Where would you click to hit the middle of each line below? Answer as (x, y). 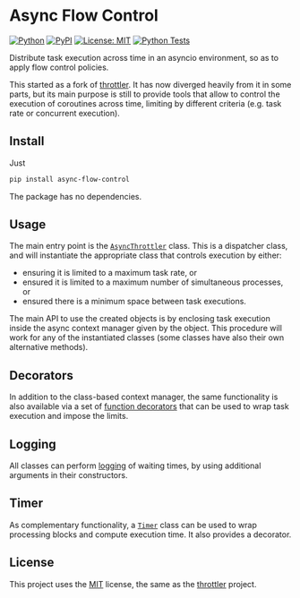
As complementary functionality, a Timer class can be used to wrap (133, 525)
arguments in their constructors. (69, 475)
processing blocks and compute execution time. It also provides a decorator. (150, 534)
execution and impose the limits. (69, 416)
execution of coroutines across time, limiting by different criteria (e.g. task (146, 103)
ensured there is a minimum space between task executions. (134, 302)
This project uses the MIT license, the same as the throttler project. (133, 584)
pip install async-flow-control (69, 179)
